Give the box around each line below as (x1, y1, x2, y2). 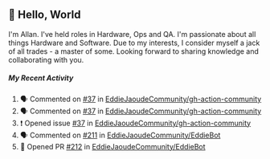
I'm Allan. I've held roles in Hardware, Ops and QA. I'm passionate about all (8, 29, 256, 39)
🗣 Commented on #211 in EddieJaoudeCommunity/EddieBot (19, 130, 221, 140)
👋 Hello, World (8, 8, 81, 22)
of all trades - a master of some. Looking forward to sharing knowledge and (8, 46, 260, 56)
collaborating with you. (8, 55, 84, 64)
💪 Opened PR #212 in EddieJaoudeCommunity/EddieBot (19, 141, 207, 151)
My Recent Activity (8, 73, 74, 83)
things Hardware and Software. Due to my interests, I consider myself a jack (8, 38, 260, 47)
